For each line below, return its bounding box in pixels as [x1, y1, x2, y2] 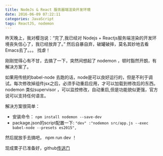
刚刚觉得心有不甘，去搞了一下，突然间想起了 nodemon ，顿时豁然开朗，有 [5, 58, 157, 64]
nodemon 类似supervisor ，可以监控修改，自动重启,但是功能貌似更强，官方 [5, 87, 158, 93]
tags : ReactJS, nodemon [5, 21, 54, 26]
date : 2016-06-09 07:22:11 [5, 12, 61, 17]
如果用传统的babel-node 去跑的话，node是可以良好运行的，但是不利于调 [5, 74, 153, 80]
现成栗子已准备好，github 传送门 [5, 145, 70, 151]
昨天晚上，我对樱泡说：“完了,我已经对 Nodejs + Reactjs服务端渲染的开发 [5, 35, 153, 41]
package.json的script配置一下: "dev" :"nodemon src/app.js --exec [12, 120, 149, 126]
